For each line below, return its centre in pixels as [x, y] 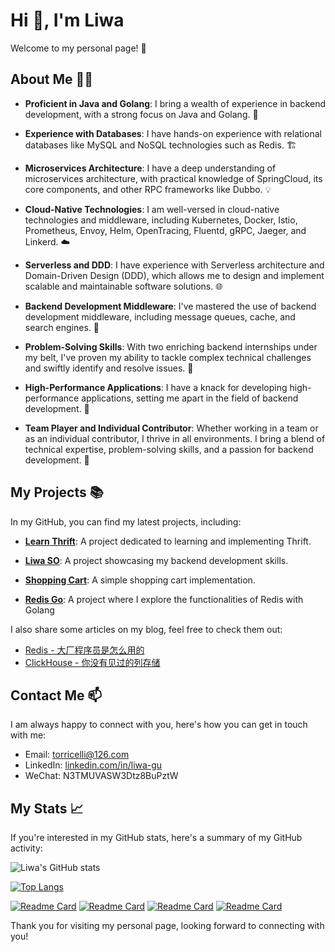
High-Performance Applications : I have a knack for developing [156, 387]
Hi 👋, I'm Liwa [67, 20]
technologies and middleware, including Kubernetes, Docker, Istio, [161, 220]
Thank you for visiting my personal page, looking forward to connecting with [167, 926]
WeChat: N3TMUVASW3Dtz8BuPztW [101, 776]
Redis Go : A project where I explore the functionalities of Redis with [164, 599]
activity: [26, 848]
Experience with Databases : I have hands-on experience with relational [173, 133]
